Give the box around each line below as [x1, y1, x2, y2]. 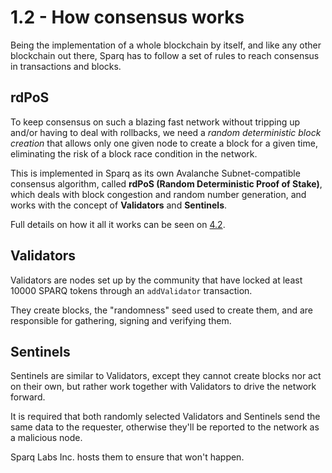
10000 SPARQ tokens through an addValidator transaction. [10, 284, 253, 296]
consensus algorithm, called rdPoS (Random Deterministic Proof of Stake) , [10, 177, 323, 190]
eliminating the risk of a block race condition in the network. [10, 147, 258, 160]
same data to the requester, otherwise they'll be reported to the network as [10, 421, 320, 433]
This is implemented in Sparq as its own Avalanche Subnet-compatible [10, 167, 301, 179]
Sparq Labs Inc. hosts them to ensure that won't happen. [10, 451, 245, 463]
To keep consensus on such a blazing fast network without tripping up [10, 116, 301, 128]
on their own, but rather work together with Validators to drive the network [10, 381, 317, 393]
